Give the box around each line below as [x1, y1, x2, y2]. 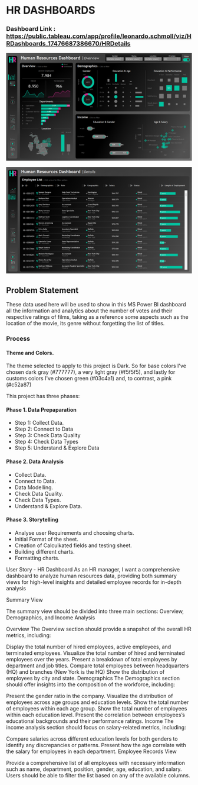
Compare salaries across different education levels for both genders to [6, 735, 178, 742]
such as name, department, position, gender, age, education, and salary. [6, 765, 182, 773]
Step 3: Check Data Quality [14, 432, 81, 439]
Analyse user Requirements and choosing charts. [14, 529, 134, 536]
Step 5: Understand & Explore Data [14, 444, 100, 451]
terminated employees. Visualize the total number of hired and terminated [6, 649, 185, 657]
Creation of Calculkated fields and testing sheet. [14, 542, 133, 549]
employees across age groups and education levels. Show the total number [6, 699, 189, 706]
